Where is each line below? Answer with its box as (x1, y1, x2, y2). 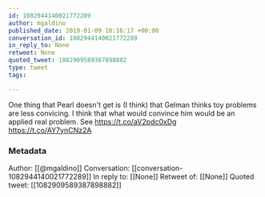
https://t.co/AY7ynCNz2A (8, 125, 92, 135)
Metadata (8, 145, 46, 156)
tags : (8, 71, 26, 79)
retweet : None (8, 49, 56, 57)
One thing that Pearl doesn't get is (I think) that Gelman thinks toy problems (8, 100, 257, 109)
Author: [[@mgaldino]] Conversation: (8, 163, 130, 172)
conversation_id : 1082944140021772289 (8, 33, 138, 42)
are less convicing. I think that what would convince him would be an (8, 108, 235, 118)
